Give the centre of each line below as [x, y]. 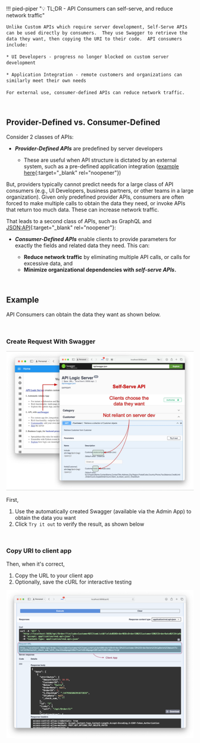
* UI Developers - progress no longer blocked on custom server [87, 57]
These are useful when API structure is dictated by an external [100, 160]
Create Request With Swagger [51, 341]
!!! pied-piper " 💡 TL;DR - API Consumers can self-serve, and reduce [90, 9]
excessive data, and [48, 263]
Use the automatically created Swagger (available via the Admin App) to [103, 511]
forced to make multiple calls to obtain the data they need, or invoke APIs [96, 203]
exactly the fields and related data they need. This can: [82, 245]
